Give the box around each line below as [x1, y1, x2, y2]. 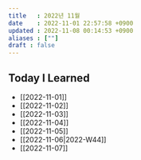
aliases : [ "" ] [8, 34, 59, 42]
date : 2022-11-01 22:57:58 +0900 [8, 19, 134, 27]
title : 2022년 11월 [8, 11, 80, 20]
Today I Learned [8, 71, 90, 85]
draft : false [8, 42, 56, 50]
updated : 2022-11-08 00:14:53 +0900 [8, 26, 134, 34]
